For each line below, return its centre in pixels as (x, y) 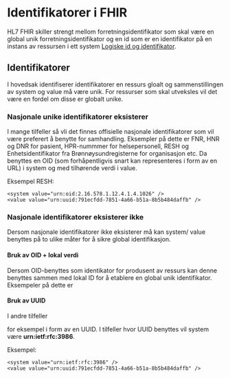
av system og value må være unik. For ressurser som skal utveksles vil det (112, 91)
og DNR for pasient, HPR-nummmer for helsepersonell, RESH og (98, 146)
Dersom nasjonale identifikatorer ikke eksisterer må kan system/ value (106, 232)
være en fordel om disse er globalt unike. (65, 99)
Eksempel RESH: (31, 181)
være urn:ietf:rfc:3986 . (41, 336)
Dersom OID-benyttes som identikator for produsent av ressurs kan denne (112, 270)
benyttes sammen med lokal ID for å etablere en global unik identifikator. (110, 277)
